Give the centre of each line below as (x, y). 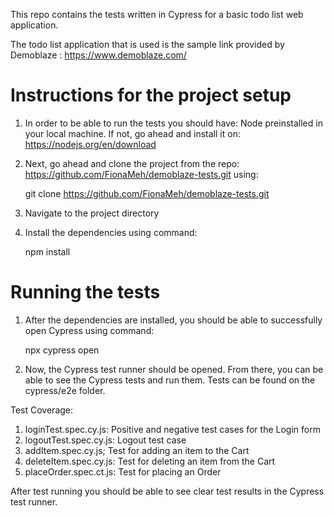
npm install (47, 251)
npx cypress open (62, 350)
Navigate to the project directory (92, 213)
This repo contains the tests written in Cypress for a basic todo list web (157, 14)
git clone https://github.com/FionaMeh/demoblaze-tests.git (147, 193)
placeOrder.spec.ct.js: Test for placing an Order (123, 471)
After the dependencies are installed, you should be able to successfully (173, 320)
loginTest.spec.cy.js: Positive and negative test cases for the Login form (172, 429)
